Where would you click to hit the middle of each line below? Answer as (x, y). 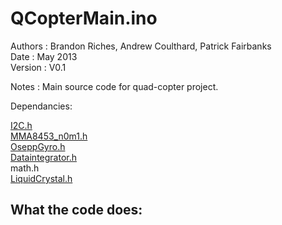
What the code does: (76, 210)
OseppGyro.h (38, 146)
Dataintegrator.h (44, 157)
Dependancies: (41, 106)
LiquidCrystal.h (41, 178)
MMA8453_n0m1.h (49, 136)
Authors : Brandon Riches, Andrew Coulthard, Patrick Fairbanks (141, 46)
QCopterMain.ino (84, 18)
